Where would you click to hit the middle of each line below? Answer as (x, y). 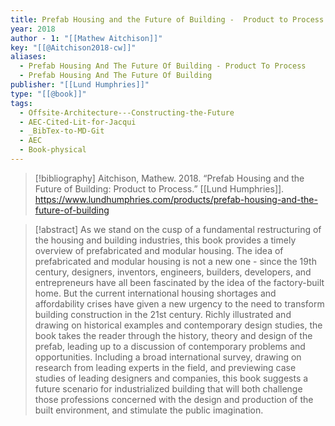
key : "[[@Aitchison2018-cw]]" (73, 47)
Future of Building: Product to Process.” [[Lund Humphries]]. (159, 188)
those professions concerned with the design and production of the (174, 399)
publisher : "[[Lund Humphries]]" (80, 85)
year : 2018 (33, 29)
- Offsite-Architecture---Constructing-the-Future (127, 112)
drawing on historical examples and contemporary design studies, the (178, 325)
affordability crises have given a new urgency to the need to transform (179, 303)
